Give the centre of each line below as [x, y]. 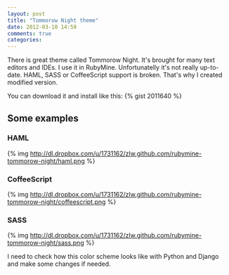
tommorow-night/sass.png [46, 243]
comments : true [30, 33]
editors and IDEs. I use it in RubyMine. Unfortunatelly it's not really [103, 68]
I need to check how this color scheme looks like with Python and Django [113, 257]
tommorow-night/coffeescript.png [57, 202]
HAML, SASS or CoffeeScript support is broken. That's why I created [123, 75]
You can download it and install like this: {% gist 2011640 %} [95, 96]
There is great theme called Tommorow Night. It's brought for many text [111, 60]
